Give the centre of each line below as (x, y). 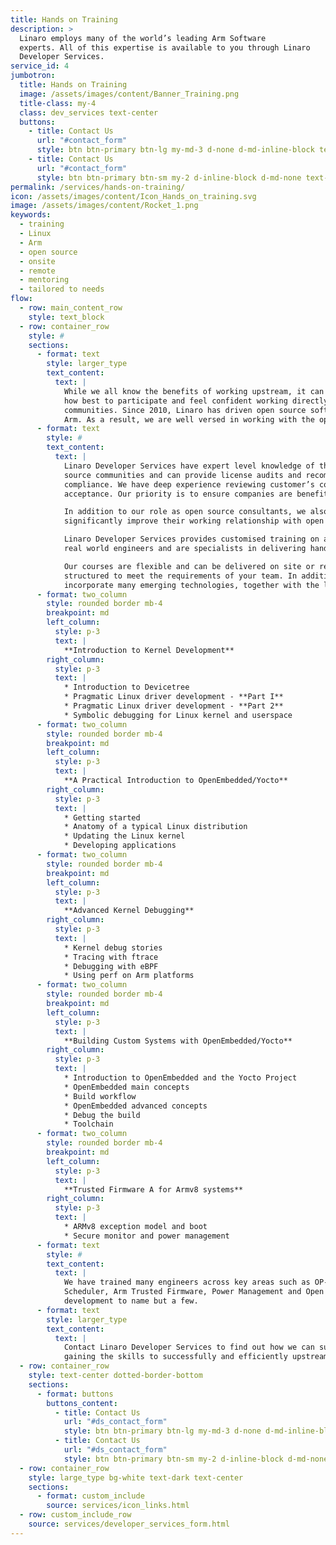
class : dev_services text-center (89, 112)
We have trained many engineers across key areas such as (187, 1282)
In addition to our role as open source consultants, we (185, 512)
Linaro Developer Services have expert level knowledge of (189, 466)
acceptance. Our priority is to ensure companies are (178, 494)
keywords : (31, 215)
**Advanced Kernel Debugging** (129, 911)
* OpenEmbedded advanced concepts (135, 1106)
